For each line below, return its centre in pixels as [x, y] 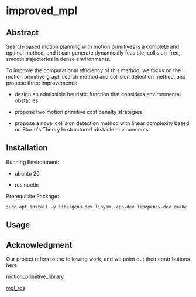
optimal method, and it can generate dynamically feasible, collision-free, [93, 53]
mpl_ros [16, 288]
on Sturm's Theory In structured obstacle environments [81, 129]
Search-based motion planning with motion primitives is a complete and [93, 46]
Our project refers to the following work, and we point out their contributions [98, 259]
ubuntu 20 [27, 173]
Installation [27, 148]
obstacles [26, 100]
